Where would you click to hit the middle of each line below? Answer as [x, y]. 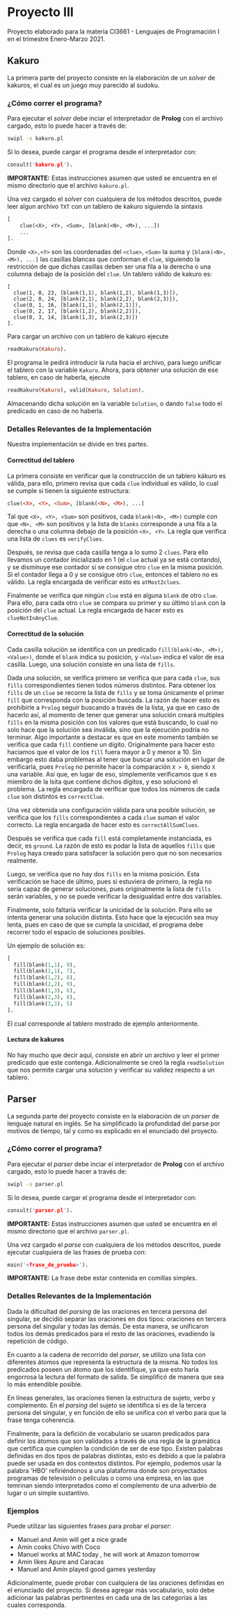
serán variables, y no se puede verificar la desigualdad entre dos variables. [115, 896]
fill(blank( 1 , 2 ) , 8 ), [45, 978]
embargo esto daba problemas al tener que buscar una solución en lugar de [116, 759]
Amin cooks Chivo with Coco [59, 1547]
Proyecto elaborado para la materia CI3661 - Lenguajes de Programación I [113, 31]
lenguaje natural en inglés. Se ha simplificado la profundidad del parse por [114, 1123]
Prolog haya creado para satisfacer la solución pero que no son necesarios [115, 853]
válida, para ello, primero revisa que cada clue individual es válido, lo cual [113, 483]
